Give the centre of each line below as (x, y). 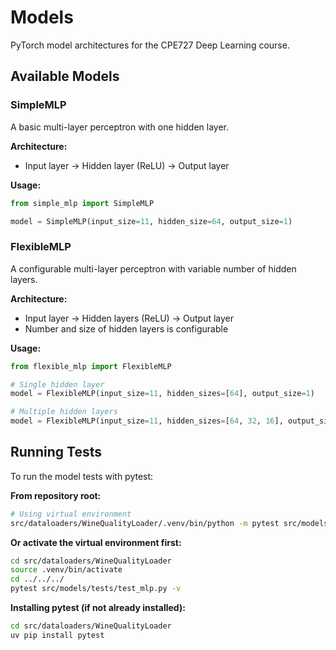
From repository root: (56, 495)
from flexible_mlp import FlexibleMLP (91, 366)
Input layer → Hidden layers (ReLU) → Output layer (129, 318)
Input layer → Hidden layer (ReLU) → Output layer (127, 165)
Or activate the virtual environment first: (96, 542)
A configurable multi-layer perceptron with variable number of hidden (153, 268)
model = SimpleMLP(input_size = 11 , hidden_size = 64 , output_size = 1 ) (151, 221)
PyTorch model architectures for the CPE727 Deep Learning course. (150, 45)
